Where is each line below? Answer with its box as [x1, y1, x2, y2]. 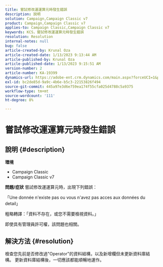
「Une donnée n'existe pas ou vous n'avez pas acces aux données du [5, 194, 146, 200]
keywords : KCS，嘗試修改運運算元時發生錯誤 [5, 30, 84, 35]
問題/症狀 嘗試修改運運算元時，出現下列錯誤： [5, 184, 98, 190]
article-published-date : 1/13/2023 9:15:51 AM [5, 61, 101, 66]
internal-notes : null [5, 39, 49, 44]
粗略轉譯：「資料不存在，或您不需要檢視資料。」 [5, 211, 98, 217]
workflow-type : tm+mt [5, 89, 49, 94]
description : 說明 [5, 12, 41, 17]
